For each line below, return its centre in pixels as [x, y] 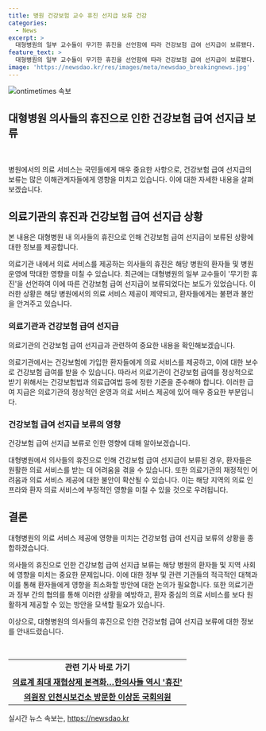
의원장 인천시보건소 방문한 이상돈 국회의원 [97, 697]
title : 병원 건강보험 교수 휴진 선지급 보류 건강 [78, 15]
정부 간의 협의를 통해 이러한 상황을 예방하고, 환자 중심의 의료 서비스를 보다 [131, 594]
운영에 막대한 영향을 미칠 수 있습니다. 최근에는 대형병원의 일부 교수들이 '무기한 [129, 274]
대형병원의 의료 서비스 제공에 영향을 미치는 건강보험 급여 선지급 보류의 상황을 [127, 538]
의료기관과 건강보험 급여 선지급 [64, 327]
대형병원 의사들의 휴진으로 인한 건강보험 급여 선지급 [126, 119]
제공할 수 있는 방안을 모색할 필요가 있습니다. [97, 604]
